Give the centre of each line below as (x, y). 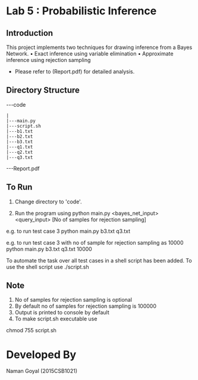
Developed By (41, 355)
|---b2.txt (20, 136)
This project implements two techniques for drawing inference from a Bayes (99, 47)
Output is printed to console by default (62, 313)
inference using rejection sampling (48, 60)
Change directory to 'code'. (48, 202)
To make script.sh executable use (56, 319)
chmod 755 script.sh (31, 330)
